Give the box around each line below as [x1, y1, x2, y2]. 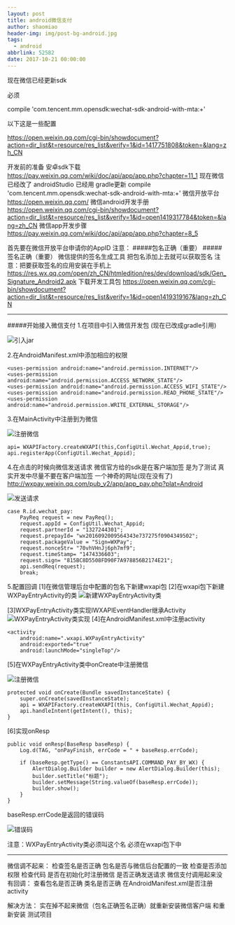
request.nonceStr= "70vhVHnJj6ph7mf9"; [20, 544, 136, 552]
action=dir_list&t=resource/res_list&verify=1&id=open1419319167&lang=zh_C [7, 292, 227, 301]
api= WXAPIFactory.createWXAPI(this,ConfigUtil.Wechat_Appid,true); [7, 443, 211, 450]
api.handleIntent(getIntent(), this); [20, 707, 133, 714]
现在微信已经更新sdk [7, 76, 67, 84]
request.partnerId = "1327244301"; [20, 526, 124, 533]
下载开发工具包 [78, 277, 122, 286]
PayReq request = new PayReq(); [20, 514, 114, 521]
